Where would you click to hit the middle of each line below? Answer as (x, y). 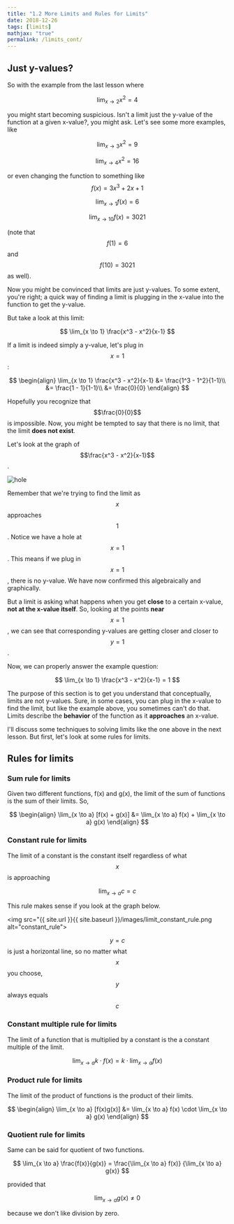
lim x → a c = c (117, 891)
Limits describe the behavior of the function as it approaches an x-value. (113, 716)
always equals (28, 995)
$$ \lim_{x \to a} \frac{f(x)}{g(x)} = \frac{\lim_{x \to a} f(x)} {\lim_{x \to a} (117, 1163)
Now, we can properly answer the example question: (83, 666)
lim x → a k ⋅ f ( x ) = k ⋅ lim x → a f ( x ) (117, 1061)
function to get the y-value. (46, 304)
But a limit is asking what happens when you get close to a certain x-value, (115, 602)
